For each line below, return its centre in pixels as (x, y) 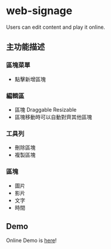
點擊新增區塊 (30, 79)
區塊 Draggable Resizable (46, 109)
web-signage (39, 11)
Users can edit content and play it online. (56, 27)
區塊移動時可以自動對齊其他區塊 (53, 117)
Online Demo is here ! (31, 240)
